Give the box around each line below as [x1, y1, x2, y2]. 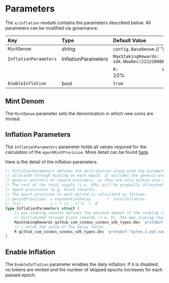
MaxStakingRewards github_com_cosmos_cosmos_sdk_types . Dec [14, 220, 141, 225]
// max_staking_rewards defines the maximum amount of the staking [14, 211, 158, 216]
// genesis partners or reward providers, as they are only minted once [5, 178, 161, 183]
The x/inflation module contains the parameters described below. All [5, 20, 151, 26]
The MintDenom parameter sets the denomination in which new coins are [5, 110, 153, 116]
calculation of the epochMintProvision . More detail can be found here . [5, 149, 149, 155]
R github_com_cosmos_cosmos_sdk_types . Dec [14, 229, 105, 234]
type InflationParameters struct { [5, 206, 80, 211]
